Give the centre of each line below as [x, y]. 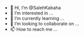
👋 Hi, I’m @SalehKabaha [35, 8]
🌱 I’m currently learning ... [37, 18]
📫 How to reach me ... [34, 29]
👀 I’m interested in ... [32, 13]
